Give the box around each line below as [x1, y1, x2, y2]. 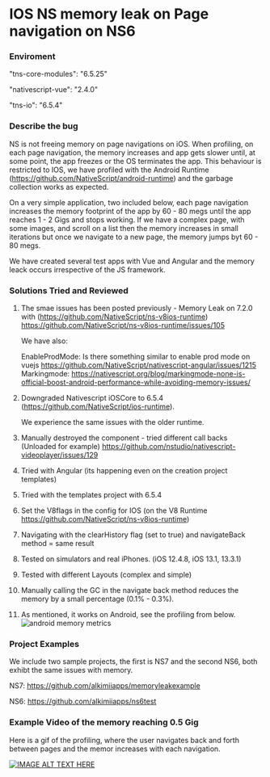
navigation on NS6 [9, 22, 136, 40]
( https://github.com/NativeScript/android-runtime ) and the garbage [9, 173, 234, 183]
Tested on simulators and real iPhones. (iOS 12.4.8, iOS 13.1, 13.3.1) [20, 554, 242, 564]
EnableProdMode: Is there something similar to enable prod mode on [20, 352, 251, 362]
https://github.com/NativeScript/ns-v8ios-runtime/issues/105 [20, 321, 226, 330]
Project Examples [9, 639, 80, 649]
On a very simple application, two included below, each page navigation [9, 197, 249, 207]
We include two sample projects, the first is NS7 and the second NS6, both [9, 657, 258, 666]
